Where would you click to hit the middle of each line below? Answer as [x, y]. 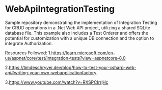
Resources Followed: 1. [28, 53]
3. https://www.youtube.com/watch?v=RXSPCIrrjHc [57, 82]
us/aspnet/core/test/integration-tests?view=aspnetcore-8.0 [66, 58]
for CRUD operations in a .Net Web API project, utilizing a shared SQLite [78, 27]
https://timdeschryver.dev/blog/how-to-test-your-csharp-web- [73, 67]
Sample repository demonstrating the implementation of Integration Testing [81, 22]
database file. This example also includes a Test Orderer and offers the [77, 33]
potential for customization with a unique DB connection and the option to [80, 38]
